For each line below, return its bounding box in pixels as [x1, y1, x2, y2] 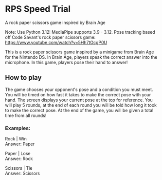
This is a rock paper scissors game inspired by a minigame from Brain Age [5, 49, 154, 55]
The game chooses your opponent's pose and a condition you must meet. [5, 87, 153, 92]
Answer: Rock [5, 156, 33, 162]
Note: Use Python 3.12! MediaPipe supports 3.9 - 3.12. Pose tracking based [5, 29, 156, 35]
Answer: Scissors [5, 170, 40, 177]
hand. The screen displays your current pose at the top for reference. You [5, 97, 153, 103]
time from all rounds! [5, 112, 47, 118]
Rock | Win [5, 136, 27, 142]
